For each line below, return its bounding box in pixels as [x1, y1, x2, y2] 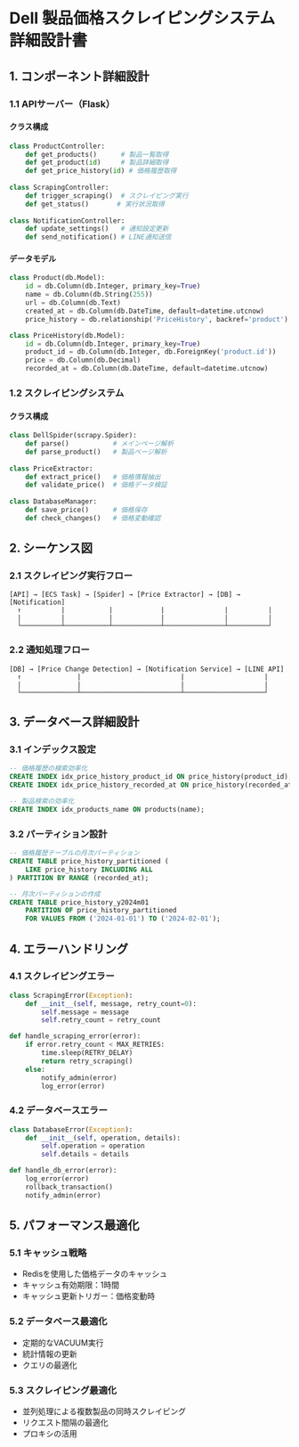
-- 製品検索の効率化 [9, 797, 75, 806]
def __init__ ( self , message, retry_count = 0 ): [25, 999, 198, 1008]
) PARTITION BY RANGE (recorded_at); [9, 873, 149, 882]
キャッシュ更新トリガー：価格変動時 [21, 1291, 156, 1302]
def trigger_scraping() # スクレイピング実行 [25, 191, 189, 200]
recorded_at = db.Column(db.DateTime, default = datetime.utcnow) [25, 364, 269, 373]
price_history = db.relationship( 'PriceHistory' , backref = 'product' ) [25, 315, 289, 323]
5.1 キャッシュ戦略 [9, 1247, 87, 1259]
